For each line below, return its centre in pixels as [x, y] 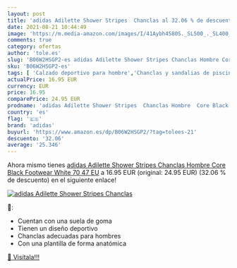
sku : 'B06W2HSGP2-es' [39, 66]
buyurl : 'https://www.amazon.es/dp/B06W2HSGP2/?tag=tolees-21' [102, 132]
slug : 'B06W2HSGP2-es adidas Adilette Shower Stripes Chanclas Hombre [113, 60]
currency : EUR [28, 86]
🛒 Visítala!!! [24, 257]
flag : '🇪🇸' [25, 118]
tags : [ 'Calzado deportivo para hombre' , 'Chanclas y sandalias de [109, 73]
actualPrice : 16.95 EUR [42, 79]
